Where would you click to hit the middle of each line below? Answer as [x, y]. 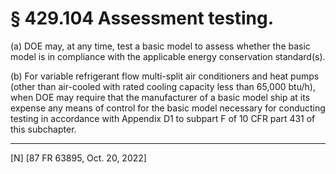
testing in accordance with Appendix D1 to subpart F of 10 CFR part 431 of [163, 118]
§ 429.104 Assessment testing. [142, 18]
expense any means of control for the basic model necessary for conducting [168, 108]
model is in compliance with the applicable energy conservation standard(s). [168, 56]
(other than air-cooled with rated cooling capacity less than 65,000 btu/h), [163, 86]
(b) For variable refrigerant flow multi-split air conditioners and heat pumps [165, 76]
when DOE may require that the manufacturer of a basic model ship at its [160, 97]
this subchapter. [43, 129]
